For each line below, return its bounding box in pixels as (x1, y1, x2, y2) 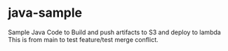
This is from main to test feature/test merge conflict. (8, 35, 159, 43)
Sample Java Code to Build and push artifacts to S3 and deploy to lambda (8, 28, 222, 36)
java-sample (8, 5, 83, 21)
